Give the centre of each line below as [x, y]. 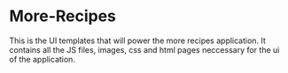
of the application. [42, 59]
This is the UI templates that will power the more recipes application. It [137, 40]
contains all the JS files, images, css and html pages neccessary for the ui [144, 49]
